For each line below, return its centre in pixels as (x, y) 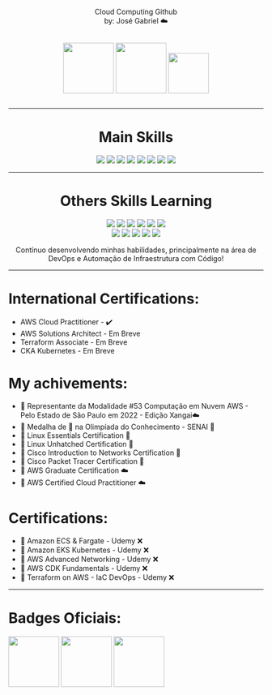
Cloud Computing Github (136, 12)
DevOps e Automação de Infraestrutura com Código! (136, 258)
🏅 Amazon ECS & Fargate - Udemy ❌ (81, 541)
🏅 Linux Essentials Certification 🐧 (75, 435)
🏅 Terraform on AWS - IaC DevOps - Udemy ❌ (97, 577)
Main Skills (136, 137)
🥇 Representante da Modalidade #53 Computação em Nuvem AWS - (134, 405)
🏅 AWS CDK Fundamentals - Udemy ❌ (84, 568)
